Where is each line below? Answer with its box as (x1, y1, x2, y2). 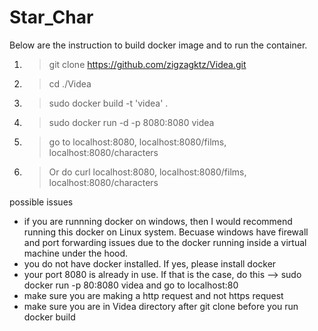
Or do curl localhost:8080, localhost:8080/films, (48, 166, 247, 178)
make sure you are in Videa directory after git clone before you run (23, 300, 299, 312)
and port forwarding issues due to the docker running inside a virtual (23, 236, 307, 248)
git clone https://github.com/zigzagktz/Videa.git (48, 58, 247, 70)
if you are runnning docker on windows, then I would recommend (23, 215, 293, 227)
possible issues (9, 196, 74, 208)
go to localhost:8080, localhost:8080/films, (48, 136, 227, 148)
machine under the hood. (23, 247, 129, 259)
